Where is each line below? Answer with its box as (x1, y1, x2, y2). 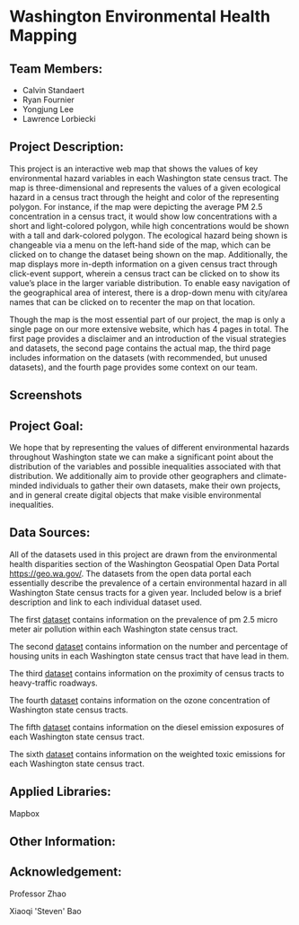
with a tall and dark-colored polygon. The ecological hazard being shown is (9, 230, 288, 240)
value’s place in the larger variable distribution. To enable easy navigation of (9, 277, 291, 288)
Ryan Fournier (22, 94, 75, 105)
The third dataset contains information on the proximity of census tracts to (9, 668, 285, 678)
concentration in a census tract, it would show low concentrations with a (9, 211, 277, 222)
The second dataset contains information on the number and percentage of (9, 641, 289, 651)
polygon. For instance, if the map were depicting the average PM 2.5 (9, 201, 263, 212)
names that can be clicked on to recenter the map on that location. (9, 296, 256, 307)
